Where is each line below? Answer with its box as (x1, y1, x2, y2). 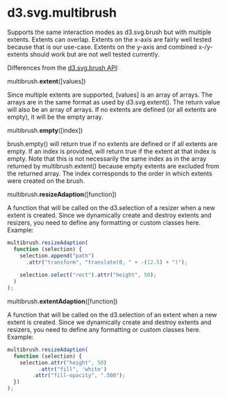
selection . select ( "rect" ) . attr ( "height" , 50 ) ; (19, 271, 157, 279)
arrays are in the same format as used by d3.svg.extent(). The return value (7, 97, 221, 106)
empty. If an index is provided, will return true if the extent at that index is (7, 147, 217, 155)
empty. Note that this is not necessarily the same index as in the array (7, 154, 207, 163)
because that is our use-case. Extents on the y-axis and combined (7, 42, 197, 51)
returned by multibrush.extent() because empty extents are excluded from (7, 161, 220, 170)
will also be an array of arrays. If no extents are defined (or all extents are (7, 105, 217, 113)
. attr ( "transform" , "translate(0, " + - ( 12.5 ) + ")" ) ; (25, 259, 188, 266)
